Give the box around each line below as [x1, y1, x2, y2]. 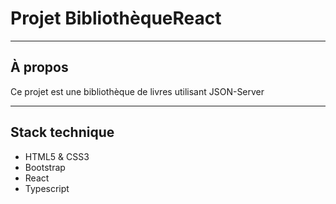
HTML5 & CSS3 [24, 150, 90, 162]
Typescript [24, 182, 70, 194]
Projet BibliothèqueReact [10, 7, 222, 30]
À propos [10, 59, 69, 76]
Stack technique [10, 124, 115, 141]
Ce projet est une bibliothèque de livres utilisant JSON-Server [10, 85, 265, 97]
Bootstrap [24, 161, 66, 173]
